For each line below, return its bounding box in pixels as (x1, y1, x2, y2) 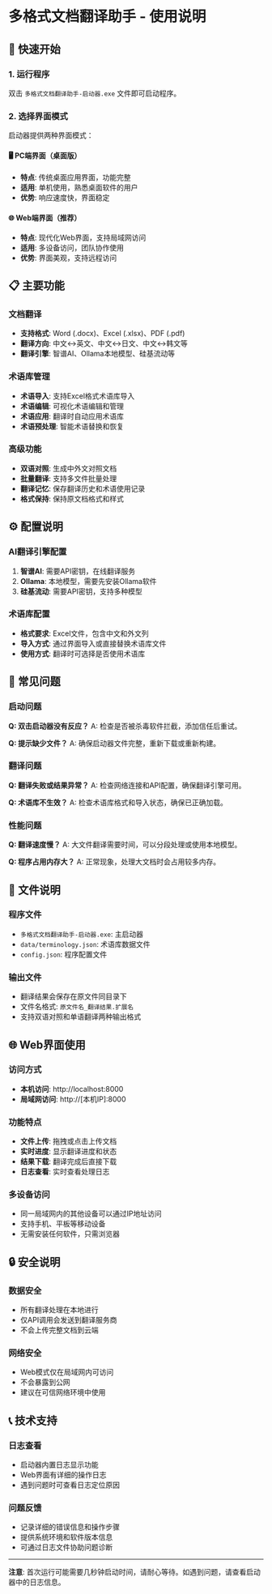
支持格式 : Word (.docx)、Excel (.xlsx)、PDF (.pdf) (19, 329, 185, 339)
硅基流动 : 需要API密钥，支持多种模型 (19, 586, 143, 596)
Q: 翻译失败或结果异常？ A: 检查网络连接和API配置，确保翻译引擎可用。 (8, 780, 246, 790)
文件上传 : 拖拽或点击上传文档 (19, 1136, 117, 1146)
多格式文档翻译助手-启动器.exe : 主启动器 (19, 929, 144, 939)
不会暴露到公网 (19, 1378, 70, 1387)
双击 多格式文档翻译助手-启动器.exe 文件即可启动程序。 (8, 88, 181, 98)
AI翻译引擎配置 (8, 546, 67, 557)
